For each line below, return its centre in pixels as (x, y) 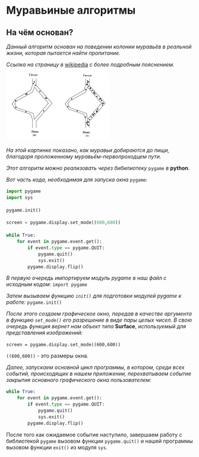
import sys (20, 197)
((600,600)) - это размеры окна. (48, 356)
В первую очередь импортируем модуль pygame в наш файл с (86, 278)
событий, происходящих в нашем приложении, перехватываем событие (99, 374)
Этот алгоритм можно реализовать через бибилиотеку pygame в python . (98, 168)
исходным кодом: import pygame (47, 284)
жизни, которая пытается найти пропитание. (63, 53)
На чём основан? (40, 32)
